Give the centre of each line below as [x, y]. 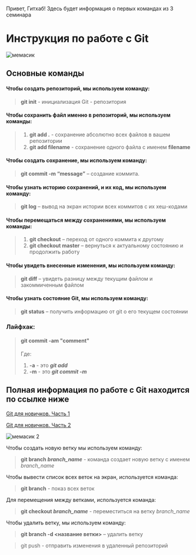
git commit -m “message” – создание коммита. [80, 173]
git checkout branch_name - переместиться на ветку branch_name [105, 511]
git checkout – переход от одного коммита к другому [96, 239]
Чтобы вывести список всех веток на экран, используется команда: [92, 477]
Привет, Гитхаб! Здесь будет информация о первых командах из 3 [90, 9]
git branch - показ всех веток [57, 488]
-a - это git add [48, 365]
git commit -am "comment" [55, 341]
